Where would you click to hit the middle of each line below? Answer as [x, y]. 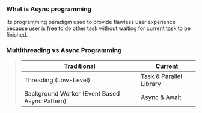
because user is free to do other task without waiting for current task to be [99, 28]
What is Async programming [49, 9]
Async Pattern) [45, 101]
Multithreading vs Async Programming [64, 50]
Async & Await [161, 97]
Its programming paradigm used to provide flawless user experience [91, 22]
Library [151, 84]
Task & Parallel [161, 76]
